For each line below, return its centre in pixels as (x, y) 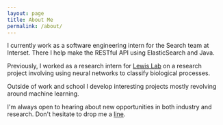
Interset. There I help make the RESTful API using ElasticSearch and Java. (111, 53)
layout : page (26, 13)
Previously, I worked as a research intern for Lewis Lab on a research (104, 66)
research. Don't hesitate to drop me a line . (66, 114)
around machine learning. (43, 94)
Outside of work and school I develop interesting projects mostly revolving (112, 87)
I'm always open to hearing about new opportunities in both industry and (109, 107)
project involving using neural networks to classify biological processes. (109, 73)
